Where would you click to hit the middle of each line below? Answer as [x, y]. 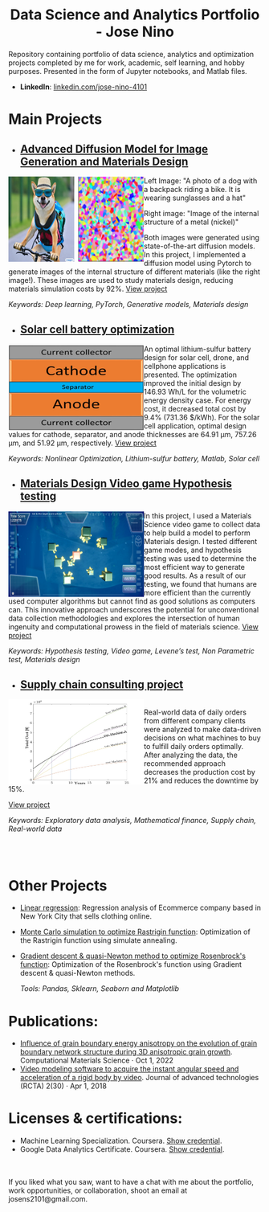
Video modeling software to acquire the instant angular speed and [129, 1069]
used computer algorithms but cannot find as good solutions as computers [132, 601]
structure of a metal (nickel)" [192, 222]
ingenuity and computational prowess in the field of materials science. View [133, 626]
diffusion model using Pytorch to [198, 263]
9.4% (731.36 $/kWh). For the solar [202, 417]
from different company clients [195, 721]
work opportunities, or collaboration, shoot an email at [98, 1190]
